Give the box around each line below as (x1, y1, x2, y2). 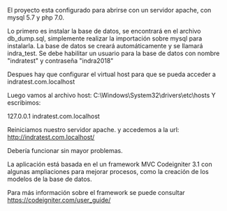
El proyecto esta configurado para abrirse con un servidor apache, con (7, 6, 212, 14)
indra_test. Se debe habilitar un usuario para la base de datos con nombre (7, 49, 220, 57)
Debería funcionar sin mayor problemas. (7, 147, 124, 154)
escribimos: (7, 99, 41, 107)
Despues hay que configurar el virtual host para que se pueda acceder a (7, 70, 217, 78)
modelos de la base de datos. (7, 175, 92, 183)
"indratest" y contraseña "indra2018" (7, 57, 114, 65)
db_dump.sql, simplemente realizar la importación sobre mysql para (7, 34, 203, 43)
